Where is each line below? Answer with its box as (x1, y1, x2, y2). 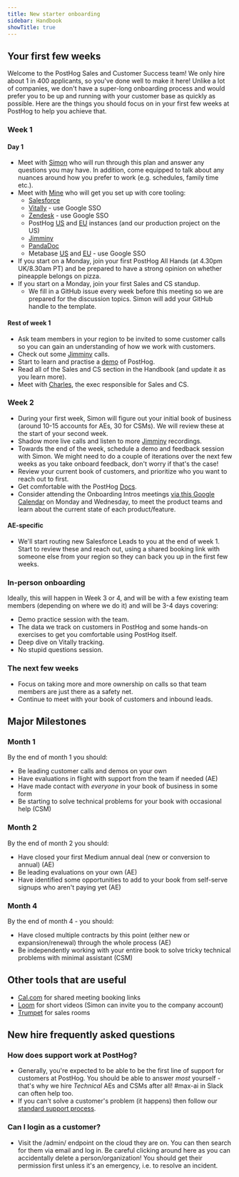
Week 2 (7, 397, 34, 407)
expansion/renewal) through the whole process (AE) (17, 938, 171, 947)
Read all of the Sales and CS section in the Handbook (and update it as (17, 365, 226, 373)
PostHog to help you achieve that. (7, 107, 107, 116)
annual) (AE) (17, 860, 55, 869)
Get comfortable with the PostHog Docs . (17, 482, 137, 491)
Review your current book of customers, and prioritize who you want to (17, 467, 228, 475)
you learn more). (17, 372, 67, 381)
